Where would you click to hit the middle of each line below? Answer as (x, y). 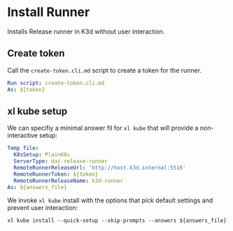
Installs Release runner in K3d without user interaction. (86, 31)
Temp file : (23, 148)
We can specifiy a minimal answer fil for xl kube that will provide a (103, 128)
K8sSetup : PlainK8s (42, 155)
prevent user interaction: (43, 208)
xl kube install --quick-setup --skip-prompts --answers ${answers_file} (117, 221)
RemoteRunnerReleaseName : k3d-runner (69, 181)
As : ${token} (26, 89)
